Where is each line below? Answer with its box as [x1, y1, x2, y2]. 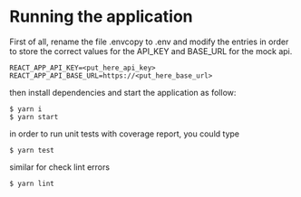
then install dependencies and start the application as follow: [9, 87, 237, 98]
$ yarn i [9, 104, 43, 114]
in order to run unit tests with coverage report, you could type [9, 128, 240, 139]
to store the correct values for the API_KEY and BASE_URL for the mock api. [9, 45, 293, 56]
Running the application [9, 6, 193, 27]
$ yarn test [9, 145, 54, 155]
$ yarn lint [9, 179, 54, 188]
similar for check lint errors [9, 161, 111, 173]
